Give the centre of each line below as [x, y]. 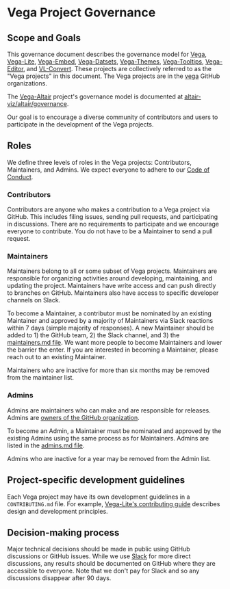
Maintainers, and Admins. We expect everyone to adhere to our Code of [108, 170]
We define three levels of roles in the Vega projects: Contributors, [99, 162]
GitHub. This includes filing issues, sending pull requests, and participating [113, 217]
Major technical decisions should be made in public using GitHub [99, 549]
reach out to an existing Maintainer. [57, 357]
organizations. [27, 83]
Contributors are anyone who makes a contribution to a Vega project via [108, 209]
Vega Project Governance [81, 13]
